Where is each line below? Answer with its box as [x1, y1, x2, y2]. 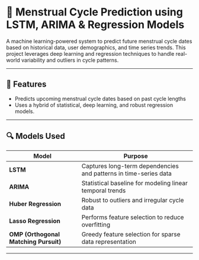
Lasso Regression [9, 217, 61, 225]
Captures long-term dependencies [81, 161, 179, 170]
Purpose [123, 151, 148, 160]
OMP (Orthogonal [9, 230, 60, 238]
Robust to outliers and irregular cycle [81, 196, 184, 204]
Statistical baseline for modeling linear [81, 179, 188, 187]
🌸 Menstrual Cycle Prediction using [6, 5, 184, 19]
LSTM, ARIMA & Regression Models [6, 18, 185, 31]
